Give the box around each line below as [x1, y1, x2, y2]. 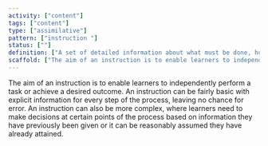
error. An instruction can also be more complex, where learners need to [8, 103, 243, 112]
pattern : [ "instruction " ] [8, 34, 98, 42]
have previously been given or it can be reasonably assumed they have [8, 120, 242, 130]
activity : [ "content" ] [8, 11, 84, 20]
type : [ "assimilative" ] [8, 26, 88, 34]
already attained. [8, 128, 64, 138]
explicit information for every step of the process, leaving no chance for [8, 95, 244, 105]
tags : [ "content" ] [8, 19, 69, 27]
